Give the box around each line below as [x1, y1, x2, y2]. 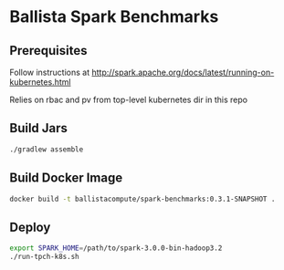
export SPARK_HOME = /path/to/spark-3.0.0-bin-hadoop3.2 [9, 244, 223, 253]
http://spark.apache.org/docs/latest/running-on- [90, 67, 275, 78]
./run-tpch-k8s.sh [9, 253, 79, 262]
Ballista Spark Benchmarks [9, 6, 219, 27]
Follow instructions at [9, 67, 90, 78]
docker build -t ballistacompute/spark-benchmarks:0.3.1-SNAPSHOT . [9, 194, 276, 203]
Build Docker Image [9, 171, 123, 186]
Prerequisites [9, 43, 88, 58]
